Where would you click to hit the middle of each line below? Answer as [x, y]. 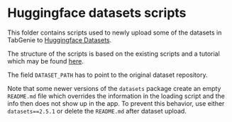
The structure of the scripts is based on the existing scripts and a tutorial [114, 54]
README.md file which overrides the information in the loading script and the [116, 96]
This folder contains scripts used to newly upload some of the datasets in [115, 32]
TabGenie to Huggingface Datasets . [60, 39]
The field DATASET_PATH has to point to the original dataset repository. [107, 75]
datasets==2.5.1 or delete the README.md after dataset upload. [97, 111]
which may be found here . [45, 61]
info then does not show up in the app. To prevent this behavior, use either [116, 103]
